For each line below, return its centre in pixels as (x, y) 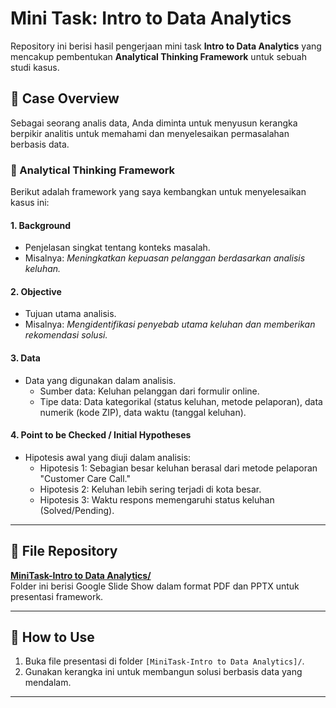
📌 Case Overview (65, 98)
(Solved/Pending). (77, 510)
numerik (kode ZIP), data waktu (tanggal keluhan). (143, 412)
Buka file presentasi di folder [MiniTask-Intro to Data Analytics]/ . (164, 661)
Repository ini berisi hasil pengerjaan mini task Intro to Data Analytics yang (166, 46)
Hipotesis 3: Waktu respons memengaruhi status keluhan (157, 499)
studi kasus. (35, 67)
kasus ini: (30, 203)
